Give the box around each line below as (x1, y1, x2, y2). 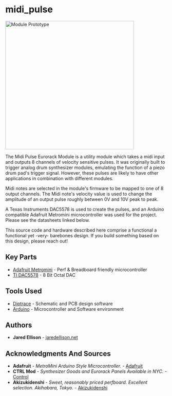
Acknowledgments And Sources (5, 349, 111, 358)
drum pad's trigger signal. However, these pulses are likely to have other (5, 169, 159, 176)
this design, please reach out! (5, 238, 68, 244)
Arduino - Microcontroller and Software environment (12, 306, 124, 312)
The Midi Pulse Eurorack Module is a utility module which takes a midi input (5, 153, 165, 160)
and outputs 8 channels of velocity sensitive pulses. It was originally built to (5, 159, 165, 165)
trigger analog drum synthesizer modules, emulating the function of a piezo (5, 164, 165, 171)
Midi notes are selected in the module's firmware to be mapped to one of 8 (5, 185, 164, 191)
